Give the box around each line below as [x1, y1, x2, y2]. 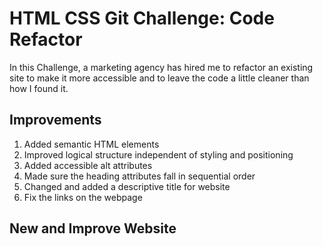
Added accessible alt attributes [23, 159, 153, 171]
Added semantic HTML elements [23, 138, 160, 150]
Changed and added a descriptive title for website [23, 180, 231, 192]
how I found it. [9, 82, 69, 94]
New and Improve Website [9, 220, 177, 237]
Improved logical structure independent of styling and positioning [23, 148, 294, 161]
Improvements [9, 112, 102, 129]
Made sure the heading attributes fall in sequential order [23, 170, 256, 182]
